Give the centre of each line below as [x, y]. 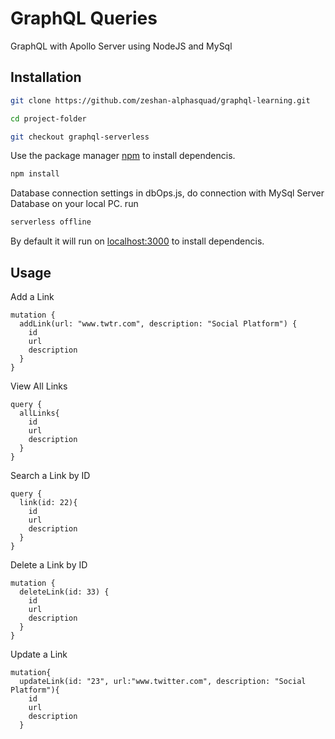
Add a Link [32, 296]
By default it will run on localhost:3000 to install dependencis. [137, 241]
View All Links [39, 386]
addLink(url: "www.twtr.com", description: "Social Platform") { [158, 323]
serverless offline [51, 222]
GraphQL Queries [84, 18]
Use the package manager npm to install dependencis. [123, 156]
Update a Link [39, 654]
